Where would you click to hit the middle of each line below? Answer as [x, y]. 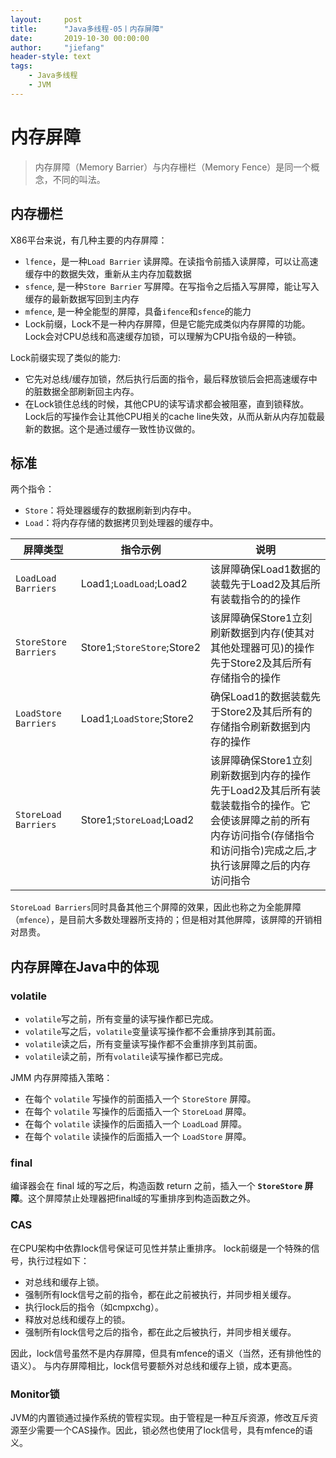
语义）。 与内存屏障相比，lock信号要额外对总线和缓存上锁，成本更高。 [154, 1365]
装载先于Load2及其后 [261, 584]
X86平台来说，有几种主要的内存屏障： [89, 240]
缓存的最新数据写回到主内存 [82, 298]
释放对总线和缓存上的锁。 [77, 1319]
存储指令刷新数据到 [256, 727]
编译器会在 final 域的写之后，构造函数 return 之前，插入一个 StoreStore [156, 1186]
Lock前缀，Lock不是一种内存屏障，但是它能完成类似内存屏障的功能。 [167, 323]
